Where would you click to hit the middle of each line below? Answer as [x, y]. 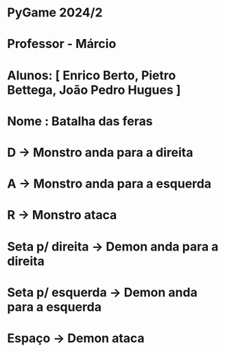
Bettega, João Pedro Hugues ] [94, 90]
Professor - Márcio [62, 44]
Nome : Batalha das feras [80, 121]
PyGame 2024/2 [55, 13]
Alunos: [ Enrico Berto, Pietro [92, 75]
